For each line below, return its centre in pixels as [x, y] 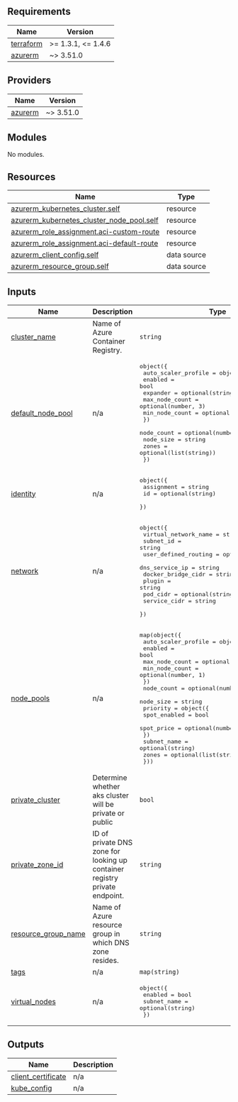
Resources [32, 177]
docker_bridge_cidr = [177, 574]
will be [103, 805]
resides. [106, 961]
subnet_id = [162, 541]
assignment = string [176, 487]
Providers [29, 81]
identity [24, 494]
